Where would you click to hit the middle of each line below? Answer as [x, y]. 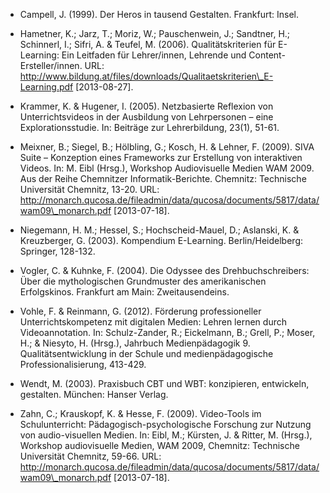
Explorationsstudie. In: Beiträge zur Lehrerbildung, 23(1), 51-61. [149, 127]
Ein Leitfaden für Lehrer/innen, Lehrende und [154, 55]
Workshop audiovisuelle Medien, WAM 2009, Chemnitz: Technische [159, 445]
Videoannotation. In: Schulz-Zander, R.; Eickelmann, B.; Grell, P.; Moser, [167, 332]
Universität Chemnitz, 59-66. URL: [90, 456]
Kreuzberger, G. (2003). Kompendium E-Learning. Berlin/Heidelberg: [161, 240]
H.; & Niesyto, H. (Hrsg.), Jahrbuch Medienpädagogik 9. [135, 343]
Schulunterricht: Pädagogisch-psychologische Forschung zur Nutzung [165, 424]
